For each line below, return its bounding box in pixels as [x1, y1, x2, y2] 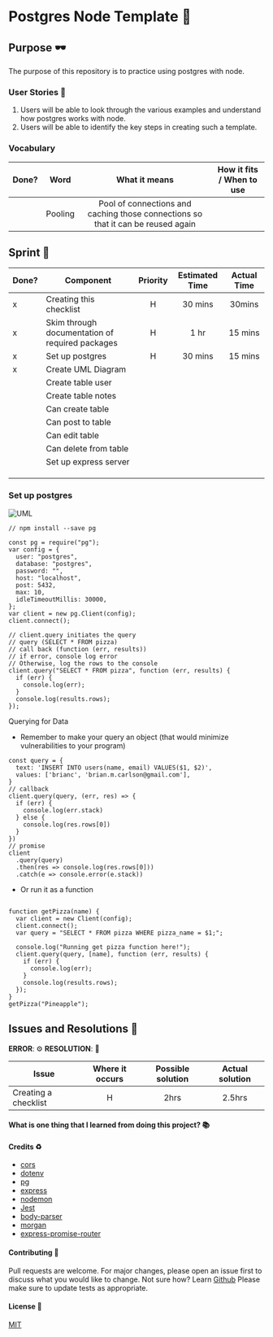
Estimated [177, 270, 218, 281]
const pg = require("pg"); [8, 538, 100, 547]
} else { [15, 813, 45, 821]
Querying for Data [8, 716, 69, 726]
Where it [92, 1063, 128, 1074]
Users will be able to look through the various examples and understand [19, 105, 262, 115]
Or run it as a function [19, 884, 93, 894]
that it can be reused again [93, 218, 197, 229]
